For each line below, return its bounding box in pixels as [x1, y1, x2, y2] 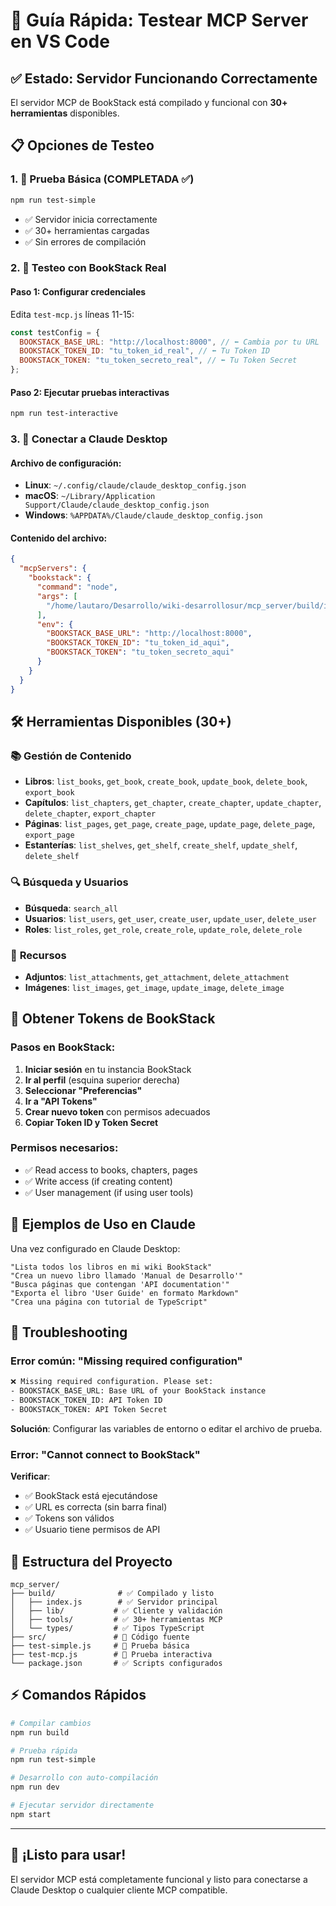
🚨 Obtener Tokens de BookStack [10, 1010, 216, 1028]
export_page [24, 830, 75, 841]
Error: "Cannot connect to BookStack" [10, 1447, 201, 1461]
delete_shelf [24, 852, 80, 862]
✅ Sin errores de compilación [24, 235, 147, 248]
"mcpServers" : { [19, 564, 87, 574]
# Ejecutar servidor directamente [10, 1800, 155, 1811]
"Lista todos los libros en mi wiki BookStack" [10, 1262, 213, 1272]
